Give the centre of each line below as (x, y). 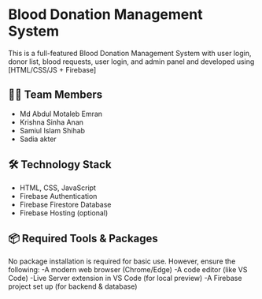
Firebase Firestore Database (65, 204)
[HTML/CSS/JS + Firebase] (52, 69)
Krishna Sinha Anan (52, 122)
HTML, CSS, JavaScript (58, 188)
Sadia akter (38, 139)
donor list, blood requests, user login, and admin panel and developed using (131, 62)
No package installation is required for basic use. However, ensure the (122, 261)
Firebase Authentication (58, 196)
